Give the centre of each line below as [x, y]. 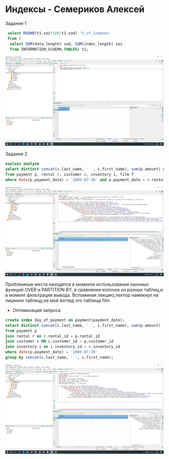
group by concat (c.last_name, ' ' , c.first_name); [59, 357]
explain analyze [22, 164]
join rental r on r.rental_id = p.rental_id [53, 336]
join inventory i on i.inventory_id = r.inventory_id [63, 347]
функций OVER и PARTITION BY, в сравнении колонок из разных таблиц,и [84, 290]
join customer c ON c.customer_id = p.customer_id [59, 341]
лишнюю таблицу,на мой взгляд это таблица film [58, 300]
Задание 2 [16, 154]
